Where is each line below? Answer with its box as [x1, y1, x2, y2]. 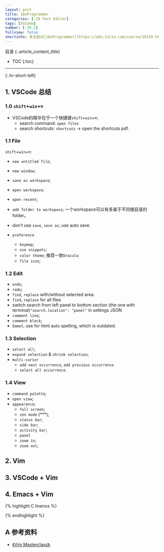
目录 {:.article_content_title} [5, 49, 60, 54]
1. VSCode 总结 [5, 88, 51, 96]
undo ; [12, 281, 23, 287]
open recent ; [12, 196, 38, 202]
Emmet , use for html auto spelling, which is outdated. [12, 323, 116, 329]
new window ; [12, 168, 36, 174]
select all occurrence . [19, 367, 67, 373]
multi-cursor [12, 357, 39, 363]
